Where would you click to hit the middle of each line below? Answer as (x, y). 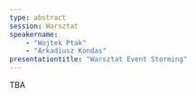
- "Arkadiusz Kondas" (66, 51)
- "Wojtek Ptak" (56, 43)
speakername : (34, 34)
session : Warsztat (44, 26)
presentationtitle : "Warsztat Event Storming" (98, 59)
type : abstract (38, 18)
